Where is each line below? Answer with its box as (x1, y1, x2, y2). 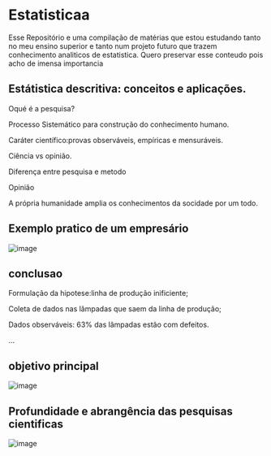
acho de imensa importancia (8, 59, 104, 68)
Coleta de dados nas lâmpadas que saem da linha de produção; (8, 304, 222, 314)
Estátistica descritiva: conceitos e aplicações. (8, 82, 247, 96)
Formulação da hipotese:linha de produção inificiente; (8, 289, 189, 298)
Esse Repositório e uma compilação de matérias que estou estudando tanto (8, 33, 261, 42)
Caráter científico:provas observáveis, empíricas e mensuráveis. (8, 135, 223, 145)
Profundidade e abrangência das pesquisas (8, 404, 234, 418)
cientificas (8, 417, 63, 431)
